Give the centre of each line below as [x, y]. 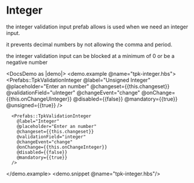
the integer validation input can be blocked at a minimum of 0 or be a [90, 56]
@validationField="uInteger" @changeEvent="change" [73, 92]
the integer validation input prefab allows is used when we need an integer [97, 27]
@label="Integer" [38, 121]
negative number [27, 62]
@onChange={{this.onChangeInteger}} [62, 147]
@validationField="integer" [51, 137]
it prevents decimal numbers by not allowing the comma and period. [89, 44]
